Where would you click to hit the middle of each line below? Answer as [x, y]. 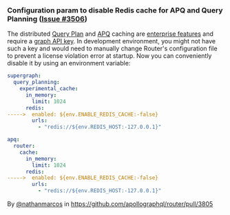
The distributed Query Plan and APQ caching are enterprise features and [110, 34]
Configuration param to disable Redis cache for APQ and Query [115, 10]
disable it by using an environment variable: [69, 63]
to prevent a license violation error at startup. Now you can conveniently [109, 56]
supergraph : [24, 76]
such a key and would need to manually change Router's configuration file [113, 49]
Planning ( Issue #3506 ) [47, 19]
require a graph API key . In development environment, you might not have [112, 41]
